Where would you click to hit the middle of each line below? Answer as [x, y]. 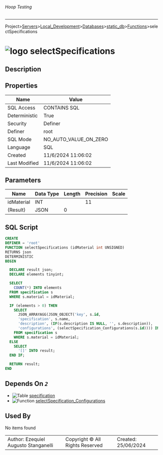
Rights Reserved [84, 445]
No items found [20, 428]
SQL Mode [20, 139]
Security [17, 123]
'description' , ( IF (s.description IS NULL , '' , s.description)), [85, 324]
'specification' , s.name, [44, 319]
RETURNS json [18, 252]
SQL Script [22, 227]
